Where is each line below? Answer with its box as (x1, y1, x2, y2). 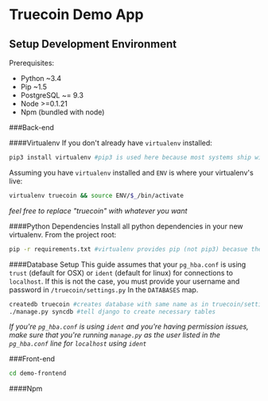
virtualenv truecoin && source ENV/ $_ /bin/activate (9, 191, 184, 199)
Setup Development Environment (9, 37, 177, 51)
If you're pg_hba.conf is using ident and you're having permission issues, (9, 322, 249, 331)
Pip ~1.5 (20, 82, 47, 91)
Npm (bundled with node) (20, 107, 105, 117)
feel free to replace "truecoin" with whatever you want (9, 206, 188, 215)
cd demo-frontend (9, 369, 67, 378)
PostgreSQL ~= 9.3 (20, 91, 84, 100)
